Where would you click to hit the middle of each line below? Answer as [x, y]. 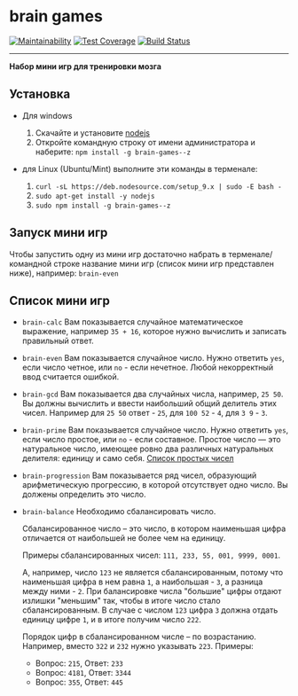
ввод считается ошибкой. [71, 377]
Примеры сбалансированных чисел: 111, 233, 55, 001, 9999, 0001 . [151, 555]
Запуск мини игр [59, 233]
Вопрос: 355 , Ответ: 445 [79, 682]
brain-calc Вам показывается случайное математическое [133, 322]
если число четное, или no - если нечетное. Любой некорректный [148, 368]
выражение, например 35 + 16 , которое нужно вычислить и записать [154, 332]
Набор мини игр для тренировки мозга [86, 66]
